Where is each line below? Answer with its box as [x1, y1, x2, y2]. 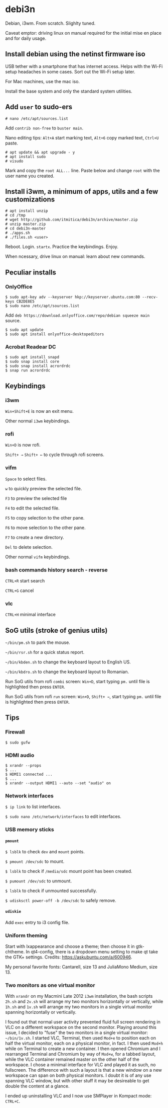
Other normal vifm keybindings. [5, 554, 70, 560]
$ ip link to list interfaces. [5, 804, 62, 810]
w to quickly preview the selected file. [5, 485, 82, 491]
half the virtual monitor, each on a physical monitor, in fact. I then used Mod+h [5, 1041, 163, 1047]
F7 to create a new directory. [5, 534, 64, 540]
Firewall [5, 728, 25, 735]
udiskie [5, 909, 22, 914]
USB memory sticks [5, 826, 54, 833]
